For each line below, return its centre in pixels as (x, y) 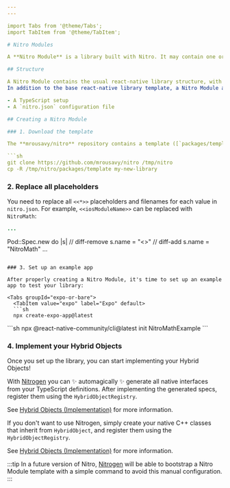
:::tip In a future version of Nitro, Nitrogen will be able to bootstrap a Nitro (110, 464)
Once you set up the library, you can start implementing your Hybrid (103, 361)
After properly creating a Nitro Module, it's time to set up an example (115, 280)
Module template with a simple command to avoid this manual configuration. (115, 472)
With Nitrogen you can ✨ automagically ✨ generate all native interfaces (108, 382)
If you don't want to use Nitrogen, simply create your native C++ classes (109, 423)
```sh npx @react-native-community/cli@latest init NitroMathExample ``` (108, 328)
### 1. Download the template (50, 132)
